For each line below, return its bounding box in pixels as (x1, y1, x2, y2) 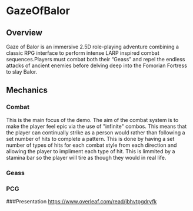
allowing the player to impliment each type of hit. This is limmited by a (6, 147, 175, 154)
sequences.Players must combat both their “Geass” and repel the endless (6, 56, 185, 62)
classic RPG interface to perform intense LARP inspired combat (6, 50, 160, 57)
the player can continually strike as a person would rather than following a (6, 128, 185, 136)
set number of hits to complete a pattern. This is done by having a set (6, 135, 175, 142)
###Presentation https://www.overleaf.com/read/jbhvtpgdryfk (6, 197, 157, 205)
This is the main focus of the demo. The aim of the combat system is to (6, 116, 179, 123)
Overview (6, 28, 43, 38)
